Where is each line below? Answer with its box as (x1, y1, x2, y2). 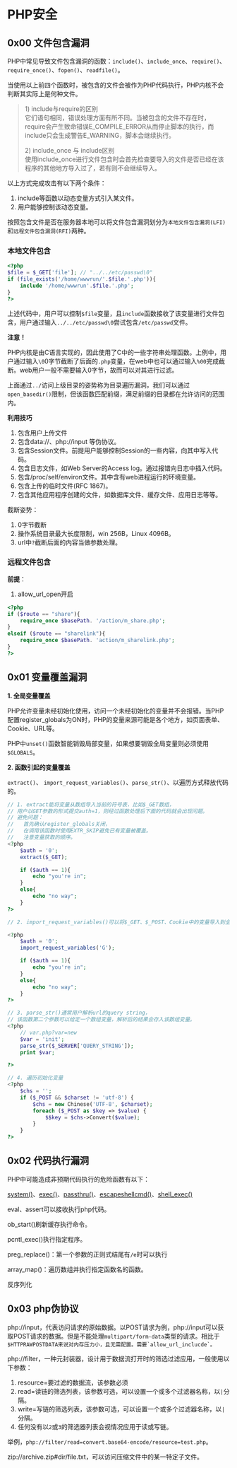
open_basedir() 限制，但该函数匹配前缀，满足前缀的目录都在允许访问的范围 (7, 390, 225, 398)
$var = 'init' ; (20, 1035, 65, 1043)
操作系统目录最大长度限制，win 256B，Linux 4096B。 (17, 529, 175, 537)
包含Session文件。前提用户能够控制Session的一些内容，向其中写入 (17, 446, 212, 455)
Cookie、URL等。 (7, 724, 59, 733)
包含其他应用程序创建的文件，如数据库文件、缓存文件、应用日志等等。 (17, 490, 222, 499)
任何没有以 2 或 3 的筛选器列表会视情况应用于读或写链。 (17, 1422, 173, 1431)
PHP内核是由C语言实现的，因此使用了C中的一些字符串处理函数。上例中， (7, 348, 221, 356)
